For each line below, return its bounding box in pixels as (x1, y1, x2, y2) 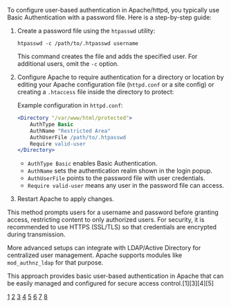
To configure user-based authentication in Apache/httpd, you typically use (7, 6, 220, 14)
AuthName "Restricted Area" (30, 128, 111, 134)
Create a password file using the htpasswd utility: (17, 27, 156, 35)
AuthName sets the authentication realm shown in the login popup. (27, 166, 213, 175)
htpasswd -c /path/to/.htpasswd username (17, 40, 138, 47)
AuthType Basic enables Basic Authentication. (27, 159, 158, 168)
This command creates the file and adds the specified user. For (17, 52, 198, 60)
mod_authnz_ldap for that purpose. (7, 258, 104, 267)
